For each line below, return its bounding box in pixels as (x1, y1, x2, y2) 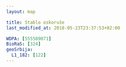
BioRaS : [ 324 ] (6, 41, 41, 47)
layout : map (6, 8, 35, 15)
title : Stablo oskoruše (6, 19, 65, 25)
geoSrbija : (6, 47, 33, 53)
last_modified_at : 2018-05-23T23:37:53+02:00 (6, 25, 120, 31)
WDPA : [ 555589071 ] (6, 36, 51, 42)
